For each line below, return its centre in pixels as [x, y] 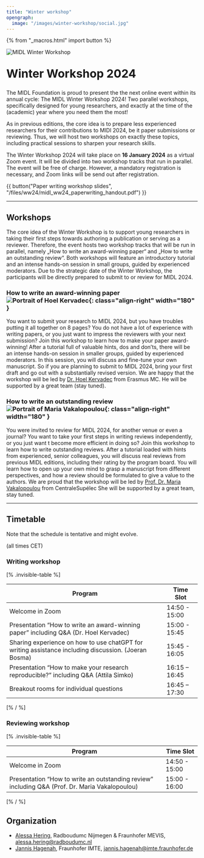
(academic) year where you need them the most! [67, 112]
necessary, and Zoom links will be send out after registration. [83, 174]
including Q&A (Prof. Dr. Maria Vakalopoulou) [74, 787]
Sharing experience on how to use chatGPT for [76, 642]
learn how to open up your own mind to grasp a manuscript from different [98, 469]
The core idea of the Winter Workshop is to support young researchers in [98, 232]
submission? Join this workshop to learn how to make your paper [88, 341]
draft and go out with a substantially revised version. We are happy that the [100, 373]
